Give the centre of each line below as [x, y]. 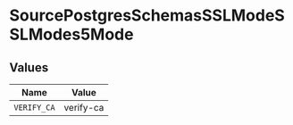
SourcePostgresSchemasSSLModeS [147, 16]
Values [29, 67]
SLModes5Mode [71, 34]
